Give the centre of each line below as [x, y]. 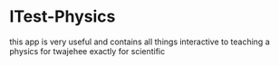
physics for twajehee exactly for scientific [87, 51]
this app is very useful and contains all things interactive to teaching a [139, 42]
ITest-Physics [63, 17]
